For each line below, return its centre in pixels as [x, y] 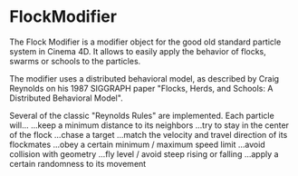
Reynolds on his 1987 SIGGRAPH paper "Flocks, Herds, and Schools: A [141, 88]
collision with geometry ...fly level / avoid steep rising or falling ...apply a [144, 154]
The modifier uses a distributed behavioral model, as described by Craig [144, 78]
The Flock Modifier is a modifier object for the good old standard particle [145, 42]
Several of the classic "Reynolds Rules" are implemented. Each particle [142, 115]
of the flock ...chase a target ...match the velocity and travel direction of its [149, 134]
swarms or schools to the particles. [75, 61]
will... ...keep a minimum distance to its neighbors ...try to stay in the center [149, 125]
